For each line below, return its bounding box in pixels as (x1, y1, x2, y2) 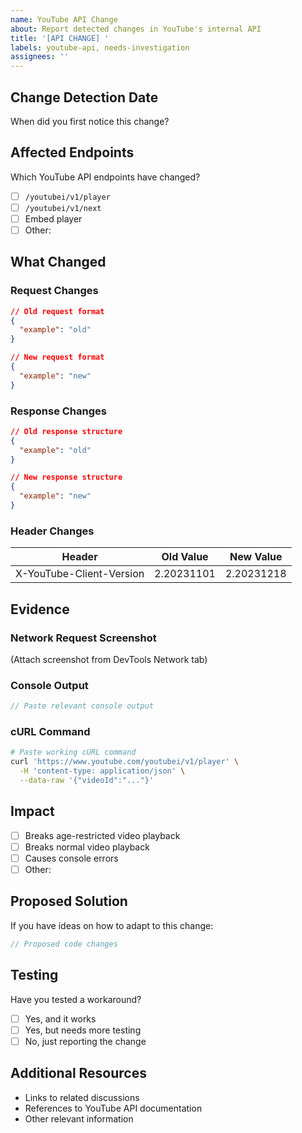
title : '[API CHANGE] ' (10, 33, 110, 43)
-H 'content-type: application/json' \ (19, 766, 186, 776)
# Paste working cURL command (10, 747, 137, 758)
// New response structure (10, 472, 123, 483)
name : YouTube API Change (10, 14, 118, 25)
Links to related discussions (24, 1091, 140, 1103)
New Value (229, 550, 283, 564)
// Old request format (10, 306, 105, 316)
